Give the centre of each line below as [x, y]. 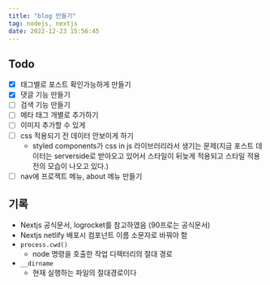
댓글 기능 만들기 [45, 95]
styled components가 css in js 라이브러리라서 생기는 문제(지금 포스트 [143, 145]
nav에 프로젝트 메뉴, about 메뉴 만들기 [81, 176]
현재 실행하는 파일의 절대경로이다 [84, 273]
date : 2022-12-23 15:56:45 [54, 31]
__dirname [37, 264]
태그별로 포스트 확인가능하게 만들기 [75, 84]
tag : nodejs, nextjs [43, 24]
